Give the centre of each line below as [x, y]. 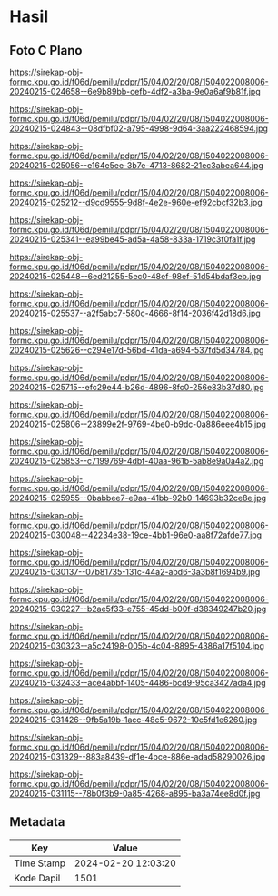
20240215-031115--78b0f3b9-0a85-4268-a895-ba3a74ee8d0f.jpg [135, 794]
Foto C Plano [46, 50]
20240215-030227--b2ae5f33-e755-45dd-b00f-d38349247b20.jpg [138, 609]
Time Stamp [40, 863]
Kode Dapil [37, 878]
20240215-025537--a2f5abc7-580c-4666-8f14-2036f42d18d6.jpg [135, 313]
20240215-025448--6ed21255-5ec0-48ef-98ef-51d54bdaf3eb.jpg [135, 276]
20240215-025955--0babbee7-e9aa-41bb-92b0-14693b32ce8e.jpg [138, 498]
